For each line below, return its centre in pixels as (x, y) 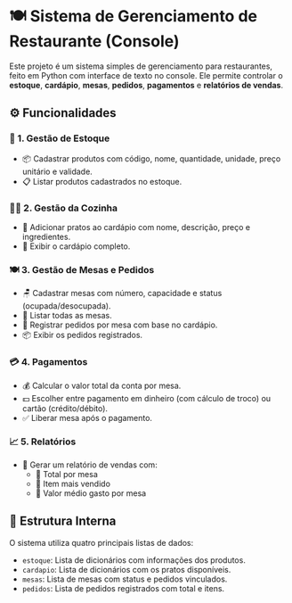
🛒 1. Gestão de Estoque (60, 138)
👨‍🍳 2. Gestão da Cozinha (64, 208)
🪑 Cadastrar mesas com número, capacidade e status (122, 293)
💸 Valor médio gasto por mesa (91, 493)
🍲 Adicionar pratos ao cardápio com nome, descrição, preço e (136, 227)
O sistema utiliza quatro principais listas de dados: (101, 542)
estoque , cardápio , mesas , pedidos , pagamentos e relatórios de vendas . (146, 85)
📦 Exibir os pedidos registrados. (82, 335)
